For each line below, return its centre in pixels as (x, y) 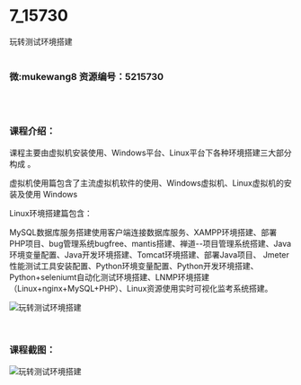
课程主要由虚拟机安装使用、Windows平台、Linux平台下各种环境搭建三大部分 (150, 153)
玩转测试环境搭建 (41, 41)
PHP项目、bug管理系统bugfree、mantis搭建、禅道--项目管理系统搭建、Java (150, 243)
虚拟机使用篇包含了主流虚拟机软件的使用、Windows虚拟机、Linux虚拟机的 (147, 183)
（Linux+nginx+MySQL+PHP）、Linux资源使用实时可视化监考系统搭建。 (141, 288)
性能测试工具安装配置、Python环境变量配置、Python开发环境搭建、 (134, 266)
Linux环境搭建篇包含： (51, 213)
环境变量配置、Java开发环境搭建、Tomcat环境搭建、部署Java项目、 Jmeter (150, 254)
